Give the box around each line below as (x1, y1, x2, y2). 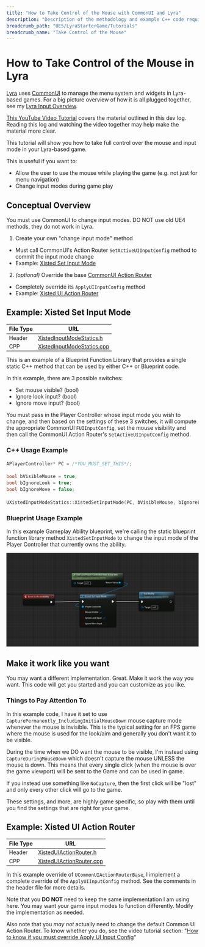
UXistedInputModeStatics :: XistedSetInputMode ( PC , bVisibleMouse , (6, 499, 176, 506)
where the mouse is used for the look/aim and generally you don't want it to (6, 729, 196, 737)
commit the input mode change (15, 253, 95, 260)
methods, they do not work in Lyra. (6, 223, 94, 230)
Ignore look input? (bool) (15, 393, 77, 400)
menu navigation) (15, 176, 60, 183)
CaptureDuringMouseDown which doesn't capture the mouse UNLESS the (6, 754, 185, 762)
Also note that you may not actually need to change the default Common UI (6, 921, 196, 928)
